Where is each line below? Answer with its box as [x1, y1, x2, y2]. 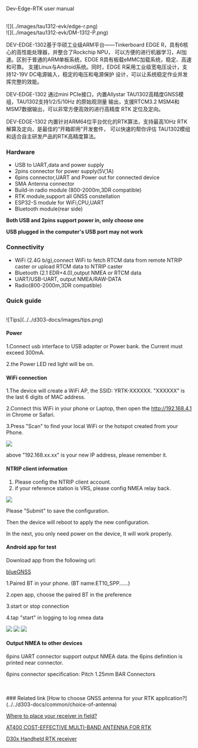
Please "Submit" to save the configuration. [6, 507, 110, 514]
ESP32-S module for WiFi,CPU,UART [14, 199, 104, 206]
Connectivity [6, 243, 44, 251]
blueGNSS [6, 568, 31, 575]
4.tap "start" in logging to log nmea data [6, 614, 104, 621]
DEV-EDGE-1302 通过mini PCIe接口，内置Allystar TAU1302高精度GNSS [6, 91, 179, 98]
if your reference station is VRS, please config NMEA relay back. [14, 484, 171, 491]
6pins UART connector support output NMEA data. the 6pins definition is [6, 653, 183, 660]
